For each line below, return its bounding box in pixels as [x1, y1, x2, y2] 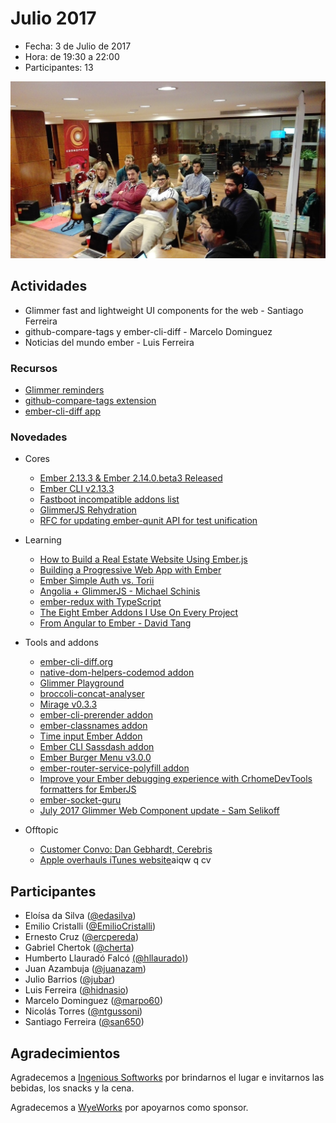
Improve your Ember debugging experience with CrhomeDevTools [39, 773, 313, 785]
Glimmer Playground [39, 677, 125, 689]
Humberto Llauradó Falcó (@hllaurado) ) [24, 952, 189, 964]
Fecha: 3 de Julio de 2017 [24, 40, 132, 52]
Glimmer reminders [24, 384, 105, 396]
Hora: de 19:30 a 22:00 [24, 50, 120, 62]
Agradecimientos [10, 1045, 121, 1062]
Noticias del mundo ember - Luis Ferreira [24, 336, 195, 348]
